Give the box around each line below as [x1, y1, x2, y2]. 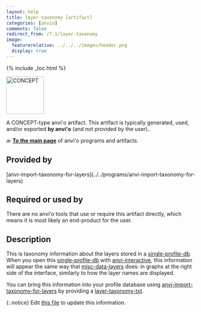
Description [6, 234, 51, 244]
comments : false [6, 25, 47, 32]
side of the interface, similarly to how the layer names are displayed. [6, 269, 175, 277]
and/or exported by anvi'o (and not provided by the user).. [6, 125, 151, 132]
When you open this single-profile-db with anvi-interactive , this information [6, 257, 193, 264]
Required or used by [6, 194, 83, 204]
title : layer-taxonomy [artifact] [6, 14, 93, 20]
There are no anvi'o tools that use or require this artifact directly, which [6, 210, 182, 218]
